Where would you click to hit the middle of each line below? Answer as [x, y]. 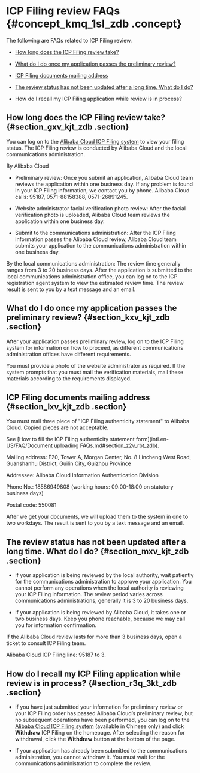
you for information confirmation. [56, 625]
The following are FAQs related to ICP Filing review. [69, 40]
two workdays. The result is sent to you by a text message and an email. [95, 523]
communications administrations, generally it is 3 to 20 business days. [101, 601]
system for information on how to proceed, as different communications [95, 347]
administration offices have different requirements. [69, 354]
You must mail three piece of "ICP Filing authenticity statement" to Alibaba [98, 421]
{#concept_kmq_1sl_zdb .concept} [94, 24]
